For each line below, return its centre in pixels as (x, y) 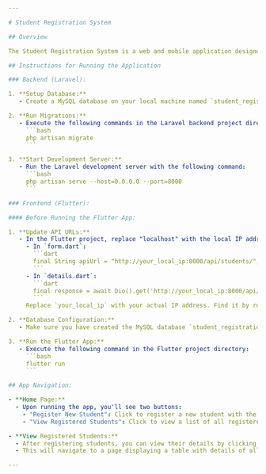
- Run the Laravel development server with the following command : (132, 167)
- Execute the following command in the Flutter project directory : (134, 349)
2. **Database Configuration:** (61, 320)
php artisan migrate (59, 138)
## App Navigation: (40, 385)
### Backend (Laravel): (47, 80)
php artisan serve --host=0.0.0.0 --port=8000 (104, 182)
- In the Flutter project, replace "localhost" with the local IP (131, 239)
